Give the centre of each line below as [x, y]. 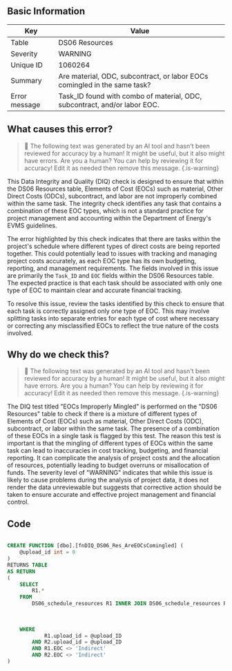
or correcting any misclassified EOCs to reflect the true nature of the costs [113, 325]
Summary [27, 80]
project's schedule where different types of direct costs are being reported [114, 246]
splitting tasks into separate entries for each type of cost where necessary [113, 318]
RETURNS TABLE [28, 565]
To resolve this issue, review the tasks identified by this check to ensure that [116, 303]
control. [18, 502]
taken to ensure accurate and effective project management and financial [112, 495]
